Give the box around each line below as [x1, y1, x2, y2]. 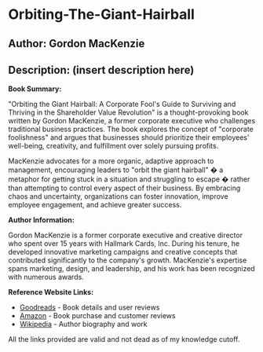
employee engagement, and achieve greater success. [8, 200, 182, 210]
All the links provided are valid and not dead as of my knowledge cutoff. [8, 335, 240, 344]
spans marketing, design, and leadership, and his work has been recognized [8, 264, 255, 273]
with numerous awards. [8, 273, 84, 282]
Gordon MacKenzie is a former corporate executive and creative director [8, 230, 243, 240]
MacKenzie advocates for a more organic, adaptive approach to [8, 156, 214, 166]
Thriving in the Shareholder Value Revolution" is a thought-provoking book [8, 108, 249, 117]
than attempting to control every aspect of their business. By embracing [8, 183, 241, 193]
